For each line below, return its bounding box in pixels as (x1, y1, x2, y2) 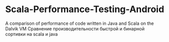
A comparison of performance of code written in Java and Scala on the (5, 20, 154, 26)
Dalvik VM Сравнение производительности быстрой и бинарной (5, 25, 145, 31)
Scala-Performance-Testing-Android (5, 4, 164, 15)
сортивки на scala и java (5, 31, 58, 37)
